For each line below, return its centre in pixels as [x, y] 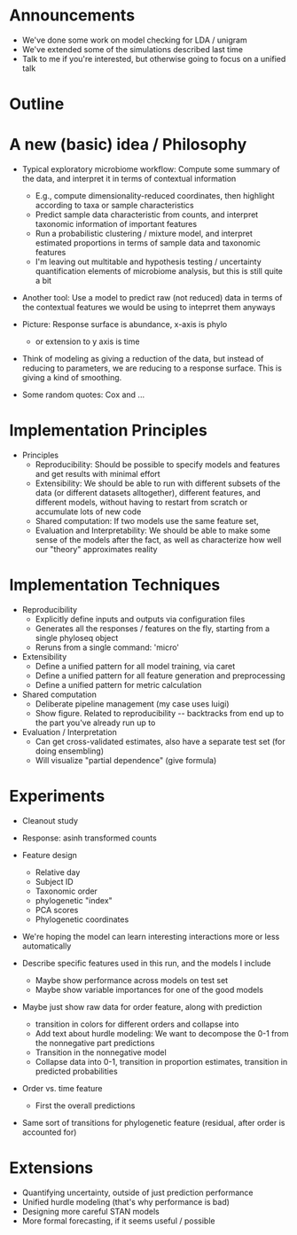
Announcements [72, 16]
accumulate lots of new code [88, 512]
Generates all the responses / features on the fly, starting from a [152, 628]
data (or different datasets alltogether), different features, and [148, 492]
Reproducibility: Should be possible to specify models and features [158, 465]
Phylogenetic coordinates [82, 919]
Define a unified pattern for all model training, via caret [135, 666]
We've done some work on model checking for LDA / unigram [134, 40]
